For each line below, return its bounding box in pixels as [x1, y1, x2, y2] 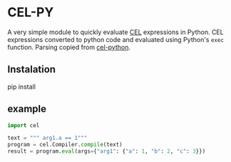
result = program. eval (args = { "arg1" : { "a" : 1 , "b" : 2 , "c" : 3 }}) [7, 148, 206, 155]
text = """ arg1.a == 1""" [7, 134, 88, 142]
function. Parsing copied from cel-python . [7, 43, 130, 51]
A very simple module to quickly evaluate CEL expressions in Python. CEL [7, 28, 224, 36]
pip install [7, 82, 36, 91]
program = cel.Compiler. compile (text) [7, 141, 123, 148]
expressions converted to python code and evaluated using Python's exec [7, 35, 225, 43]
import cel [7, 121, 40, 129]
